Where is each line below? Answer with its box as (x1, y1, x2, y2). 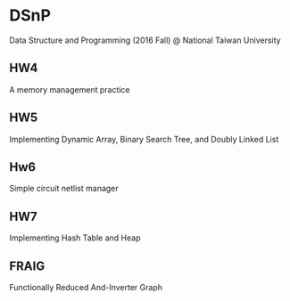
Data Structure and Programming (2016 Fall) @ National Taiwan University (9, 35, 281, 45)
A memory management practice (9, 84, 131, 94)
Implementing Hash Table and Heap (9, 232, 141, 243)
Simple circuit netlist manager (9, 183, 119, 194)
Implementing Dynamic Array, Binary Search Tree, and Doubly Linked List (9, 134, 279, 144)
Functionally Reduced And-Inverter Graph (9, 282, 163, 292)
